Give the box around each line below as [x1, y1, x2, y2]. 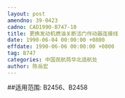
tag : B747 [7, 50, 37, 57]
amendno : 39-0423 [7, 17, 58, 24]
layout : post [7, 10, 46, 18]
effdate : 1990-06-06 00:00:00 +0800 [7, 43, 114, 50]
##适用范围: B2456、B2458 [7, 82, 88, 92]
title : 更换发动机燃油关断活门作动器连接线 [7, 30, 119, 37]
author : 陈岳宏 [7, 63, 48, 70]
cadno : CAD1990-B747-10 [7, 23, 77, 30]
